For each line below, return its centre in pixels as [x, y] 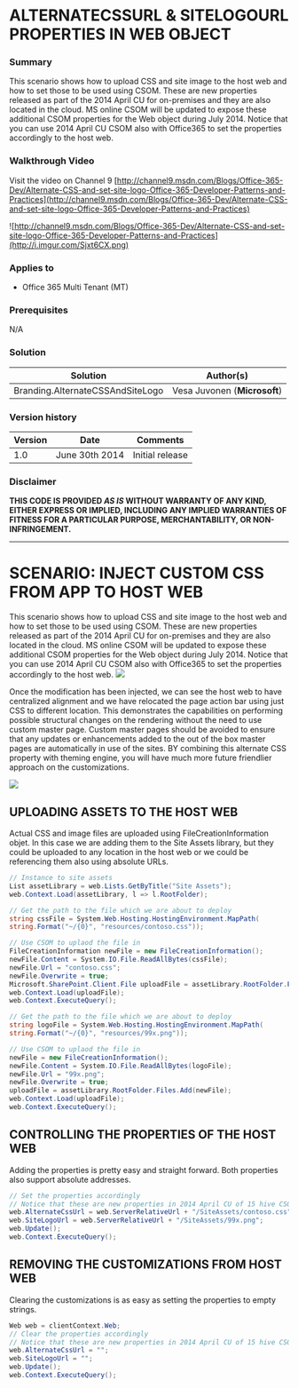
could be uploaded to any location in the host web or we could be [129, 853]
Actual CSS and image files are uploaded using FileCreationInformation [139, 833]
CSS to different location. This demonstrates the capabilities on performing [146, 710]
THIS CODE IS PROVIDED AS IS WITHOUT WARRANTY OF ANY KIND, [138, 501]
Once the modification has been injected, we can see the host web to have [145, 692]
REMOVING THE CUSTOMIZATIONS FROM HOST [145, 1265]
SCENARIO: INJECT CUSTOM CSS [137, 573]
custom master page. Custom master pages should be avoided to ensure [142, 730]
